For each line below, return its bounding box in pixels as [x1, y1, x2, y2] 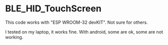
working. [5, 34, 24, 40]
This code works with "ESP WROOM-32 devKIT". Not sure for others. [5, 19, 148, 25]
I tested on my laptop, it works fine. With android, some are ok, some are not [5, 29, 163, 35]
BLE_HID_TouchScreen [5, 3, 102, 14]
